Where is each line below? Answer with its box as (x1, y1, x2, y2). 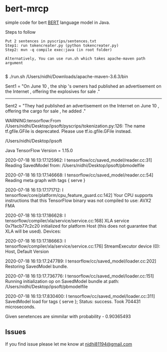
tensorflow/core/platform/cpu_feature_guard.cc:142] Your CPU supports (5, 192, 153, 198)
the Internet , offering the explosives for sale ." (5, 88, 100, 94)
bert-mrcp (5, 3, 49, 14)
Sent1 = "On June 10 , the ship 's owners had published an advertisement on (5, 83, 162, 89)
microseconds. (5, 304, 36, 310)
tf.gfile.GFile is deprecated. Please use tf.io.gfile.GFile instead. (5, 128, 132, 134)
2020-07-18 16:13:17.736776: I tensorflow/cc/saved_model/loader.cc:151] (5, 273, 154, 279)
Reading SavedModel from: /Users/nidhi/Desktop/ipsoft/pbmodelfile (5, 162, 145, 168)
